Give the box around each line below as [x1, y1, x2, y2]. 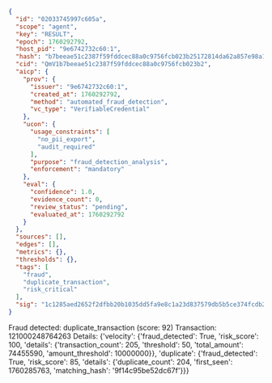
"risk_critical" [23, 285, 79, 294]
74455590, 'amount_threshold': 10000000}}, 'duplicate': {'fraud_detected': [8, 348, 258, 358]
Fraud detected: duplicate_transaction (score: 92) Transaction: [8, 322, 217, 332]
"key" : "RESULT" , [15, 30, 74, 38]
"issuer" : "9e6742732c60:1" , [29, 82, 129, 90]
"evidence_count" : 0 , [29, 195, 104, 204]
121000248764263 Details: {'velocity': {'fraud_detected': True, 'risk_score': [8, 331, 259, 341]
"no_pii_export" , [37, 135, 96, 143]
